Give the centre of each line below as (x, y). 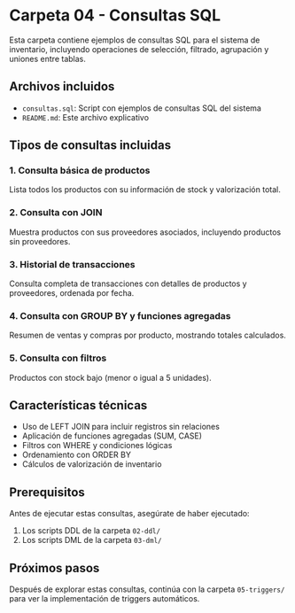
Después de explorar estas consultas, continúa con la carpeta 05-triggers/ (147, 589)
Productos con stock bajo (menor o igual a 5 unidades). (110, 377)
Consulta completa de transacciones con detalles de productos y (128, 283)
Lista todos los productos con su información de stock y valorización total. (145, 190)
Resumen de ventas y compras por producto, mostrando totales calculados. (147, 335)
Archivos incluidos (62, 86)
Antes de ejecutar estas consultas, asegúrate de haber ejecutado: (129, 514)
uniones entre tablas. (48, 58)
